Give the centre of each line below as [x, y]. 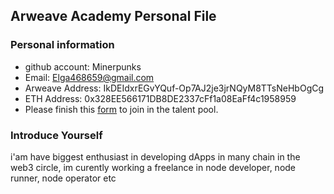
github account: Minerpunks [83, 66]
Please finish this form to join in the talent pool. [121, 109]
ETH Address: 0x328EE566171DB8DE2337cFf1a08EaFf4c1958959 [160, 98]
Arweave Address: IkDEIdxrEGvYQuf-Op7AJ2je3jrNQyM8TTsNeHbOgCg [174, 88]
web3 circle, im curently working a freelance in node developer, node [153, 167]
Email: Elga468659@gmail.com [89, 77]
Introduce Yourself [56, 135]
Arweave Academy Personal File [113, 16]
